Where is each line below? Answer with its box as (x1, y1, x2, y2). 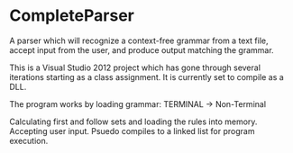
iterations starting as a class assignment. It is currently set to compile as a (9, 71, 284, 82)
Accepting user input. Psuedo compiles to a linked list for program (9, 125, 255, 136)
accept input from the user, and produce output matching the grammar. (9, 44, 274, 55)
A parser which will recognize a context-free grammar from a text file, (9, 35, 269, 46)
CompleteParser (9, 5, 135, 26)
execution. (9, 135, 49, 146)
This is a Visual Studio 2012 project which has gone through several (9, 62, 261, 73)
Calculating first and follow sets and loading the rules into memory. (9, 116, 258, 127)
